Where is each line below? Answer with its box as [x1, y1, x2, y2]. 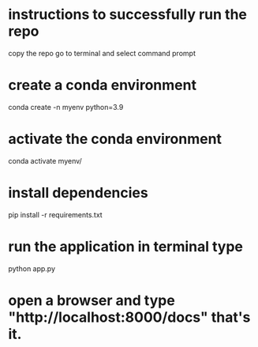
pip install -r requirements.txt [8, 209, 103, 219]
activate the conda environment [8, 130, 222, 148]
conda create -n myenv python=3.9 [8, 102, 124, 111]
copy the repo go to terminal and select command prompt [8, 48, 196, 58]
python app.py [8, 263, 56, 273]
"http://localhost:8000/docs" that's [8, 308, 251, 326]
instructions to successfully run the [8, 6, 247, 24]
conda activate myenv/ [8, 156, 83, 165]
